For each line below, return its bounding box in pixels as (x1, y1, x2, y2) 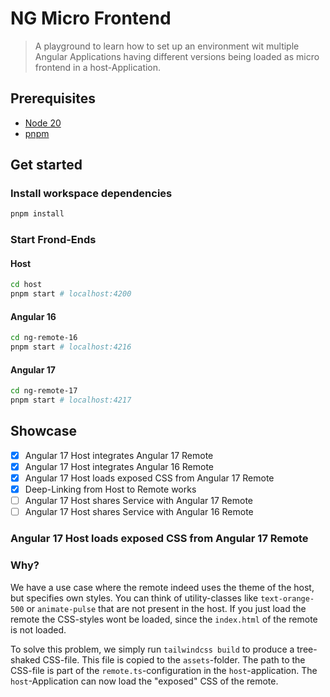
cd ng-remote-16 (10, 333, 78, 343)
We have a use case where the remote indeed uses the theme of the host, (10, 581, 315, 593)
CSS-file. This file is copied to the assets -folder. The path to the (42, 653, 306, 666)
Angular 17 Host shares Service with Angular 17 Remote (24, 495, 254, 507)
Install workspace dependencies (10, 187, 173, 201)
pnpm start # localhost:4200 (10, 289, 132, 299)
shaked (10, 653, 41, 666)
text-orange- (260, 593, 315, 604)
